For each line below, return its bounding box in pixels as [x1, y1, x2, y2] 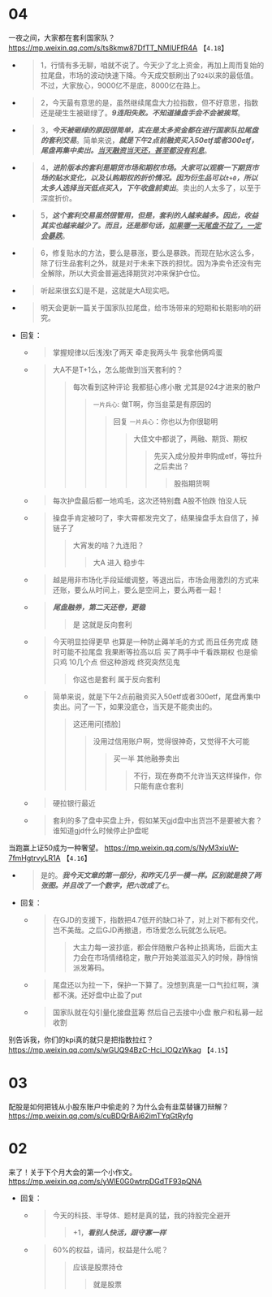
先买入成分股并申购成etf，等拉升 [153, 451, 262, 460]
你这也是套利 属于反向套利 [72, 674, 161, 684]
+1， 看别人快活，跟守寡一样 [72, 1227, 166, 1237]
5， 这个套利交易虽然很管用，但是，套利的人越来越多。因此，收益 [40, 210, 258, 220]
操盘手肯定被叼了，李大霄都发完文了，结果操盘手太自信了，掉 [52, 512, 260, 522]
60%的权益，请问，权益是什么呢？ [52, 1244, 169, 1255]
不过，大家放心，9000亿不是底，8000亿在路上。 [40, 80, 205, 90]
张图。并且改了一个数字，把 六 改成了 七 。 [40, 880, 175, 890]
